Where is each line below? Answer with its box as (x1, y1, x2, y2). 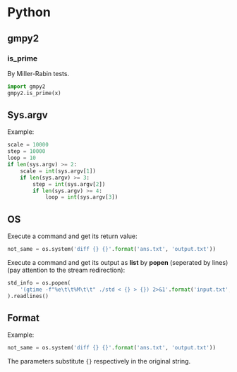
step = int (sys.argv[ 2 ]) (32, 180, 106, 187)
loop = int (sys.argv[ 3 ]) (44, 194, 119, 201)
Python (7, 4, 51, 20)
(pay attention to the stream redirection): (7, 266, 126, 274)
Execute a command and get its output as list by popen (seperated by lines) (7, 259, 229, 266)
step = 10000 (7, 148, 46, 155)
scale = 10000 (7, 142, 49, 149)
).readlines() (7, 292, 49, 299)
